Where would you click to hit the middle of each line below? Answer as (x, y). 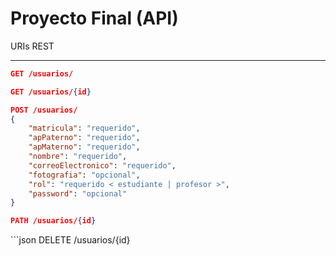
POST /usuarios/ (44, 110)
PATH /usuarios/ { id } (53, 221)
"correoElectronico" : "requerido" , (102, 165)
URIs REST (32, 46)
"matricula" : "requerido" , (84, 128)
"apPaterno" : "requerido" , (84, 138)
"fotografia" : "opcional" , (84, 175)
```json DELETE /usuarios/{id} (70, 240)
